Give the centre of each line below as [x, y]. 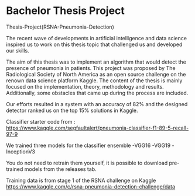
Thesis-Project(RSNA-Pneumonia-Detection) [60, 27]
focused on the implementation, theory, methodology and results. [85, 86]
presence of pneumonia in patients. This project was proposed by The [91, 68]
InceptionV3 [20, 151]
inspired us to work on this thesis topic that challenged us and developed [94, 44]
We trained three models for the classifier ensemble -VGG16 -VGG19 [88, 145]
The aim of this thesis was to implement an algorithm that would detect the [96, 62]
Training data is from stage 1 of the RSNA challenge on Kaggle [81, 180]
